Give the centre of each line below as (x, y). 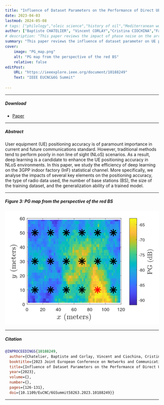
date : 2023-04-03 (23, 15)
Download (16, 103)
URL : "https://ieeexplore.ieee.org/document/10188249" (71, 72)
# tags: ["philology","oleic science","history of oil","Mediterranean (79, 26)
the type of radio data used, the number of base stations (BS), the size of (79, 180)
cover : (12, 47)
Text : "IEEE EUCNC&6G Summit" (45, 78)
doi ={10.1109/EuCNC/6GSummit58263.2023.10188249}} (62, 393)
